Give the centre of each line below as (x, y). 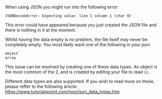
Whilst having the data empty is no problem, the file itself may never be (76, 39)
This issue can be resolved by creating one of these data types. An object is (81, 67)
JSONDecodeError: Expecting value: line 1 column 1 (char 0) (68, 16)
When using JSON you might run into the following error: (62, 7)
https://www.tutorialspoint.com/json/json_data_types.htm (63, 91)
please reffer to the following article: (41, 86)
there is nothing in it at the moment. (41, 30)
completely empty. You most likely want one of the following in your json (78, 45)
